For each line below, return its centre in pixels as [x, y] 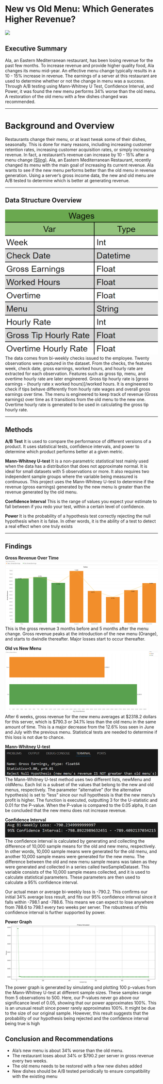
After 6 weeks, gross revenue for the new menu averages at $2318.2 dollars [81, 717]
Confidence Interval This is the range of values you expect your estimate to [81, 502]
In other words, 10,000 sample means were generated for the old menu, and [81, 851]
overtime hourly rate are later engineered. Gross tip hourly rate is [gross [77, 379]
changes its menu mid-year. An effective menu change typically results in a [80, 70]
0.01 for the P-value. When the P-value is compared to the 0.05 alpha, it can [81, 805]
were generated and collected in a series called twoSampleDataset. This [77, 867]
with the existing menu [35, 1076]
